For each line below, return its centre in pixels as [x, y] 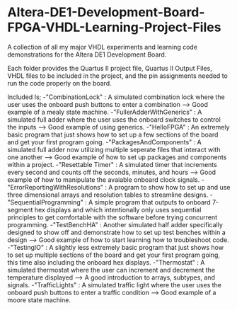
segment [20, 209]
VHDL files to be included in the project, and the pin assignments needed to [117, 76]
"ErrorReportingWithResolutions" [56, 187]
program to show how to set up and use [172, 187]
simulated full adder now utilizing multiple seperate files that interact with [114, 149]
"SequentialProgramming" [45, 202]
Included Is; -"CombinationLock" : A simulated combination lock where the [116, 97]
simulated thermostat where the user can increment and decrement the [111, 270]
